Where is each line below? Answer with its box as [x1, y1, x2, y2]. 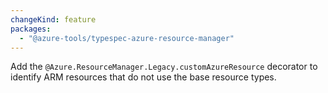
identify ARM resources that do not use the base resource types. [10, 71, 277, 83]
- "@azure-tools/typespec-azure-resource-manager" [19, 33, 235, 43]
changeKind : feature [10, 14, 97, 25]
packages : [10, 24, 52, 34]
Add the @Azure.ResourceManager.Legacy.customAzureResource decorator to [10, 61, 318, 73]
